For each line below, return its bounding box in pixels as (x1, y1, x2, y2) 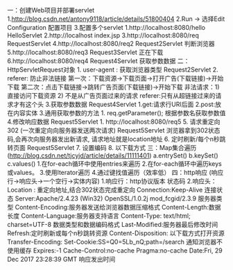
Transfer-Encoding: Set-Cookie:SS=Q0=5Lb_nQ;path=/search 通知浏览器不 (7, 238, 223, 246)
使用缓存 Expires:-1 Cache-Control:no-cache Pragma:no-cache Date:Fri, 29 (7, 246, 223, 255)
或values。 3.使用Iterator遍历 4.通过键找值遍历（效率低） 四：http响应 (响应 (7, 169, 224, 176)
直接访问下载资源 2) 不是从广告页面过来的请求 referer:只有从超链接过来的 (7, 92, 216, 99)
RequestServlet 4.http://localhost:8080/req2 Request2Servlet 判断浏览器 (7, 40, 215, 47)
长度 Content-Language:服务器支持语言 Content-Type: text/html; (7, 212, 191, 220)
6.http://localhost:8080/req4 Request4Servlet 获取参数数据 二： (7, 57, 190, 65)
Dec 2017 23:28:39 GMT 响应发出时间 (7, 255, 116, 263)
